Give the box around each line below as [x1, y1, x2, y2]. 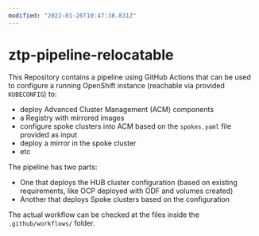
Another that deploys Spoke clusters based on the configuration [19, 194, 230, 203]
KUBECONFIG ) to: [8, 89, 57, 99]
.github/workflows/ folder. [8, 218, 95, 227]
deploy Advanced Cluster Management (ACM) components [19, 104, 215, 114]
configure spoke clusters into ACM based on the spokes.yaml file [19, 121, 232, 131]
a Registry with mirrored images [19, 113, 125, 122]
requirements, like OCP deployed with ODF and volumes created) [19, 186, 234, 195]
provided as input [19, 130, 78, 139]
